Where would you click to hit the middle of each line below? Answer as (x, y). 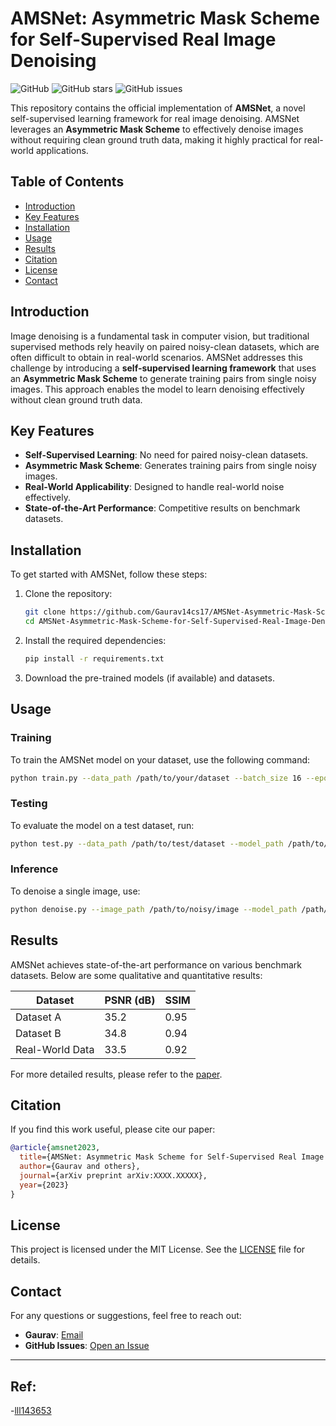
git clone (45, 612)
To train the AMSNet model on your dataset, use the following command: (160, 759)
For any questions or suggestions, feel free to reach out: (126, 1316)
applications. (62, 150)
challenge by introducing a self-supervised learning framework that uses (163, 368)
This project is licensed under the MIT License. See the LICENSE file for (158, 1249)
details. (25, 1260)
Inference (34, 869)
